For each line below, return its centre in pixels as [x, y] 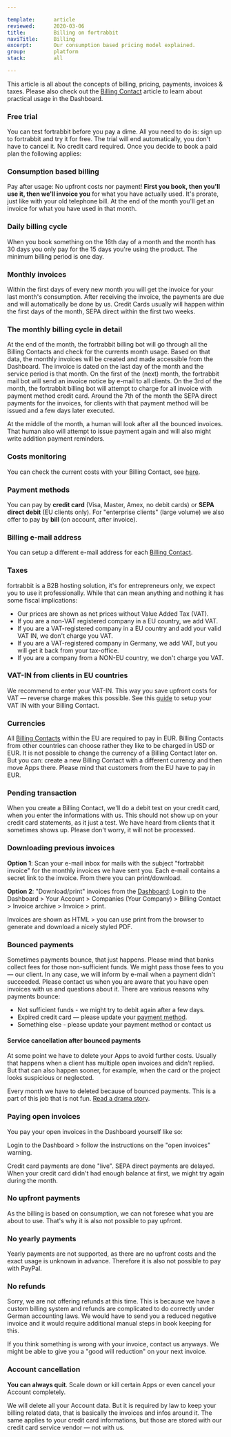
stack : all [35, 58]
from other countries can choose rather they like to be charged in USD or [111, 746]
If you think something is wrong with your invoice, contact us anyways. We [113, 1344]
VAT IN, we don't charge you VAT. [65, 635]
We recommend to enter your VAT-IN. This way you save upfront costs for [112, 690]
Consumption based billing [53, 172]
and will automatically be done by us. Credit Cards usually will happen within [116, 304]
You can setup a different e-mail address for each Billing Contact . [100, 552]
